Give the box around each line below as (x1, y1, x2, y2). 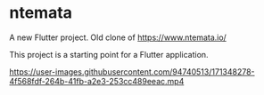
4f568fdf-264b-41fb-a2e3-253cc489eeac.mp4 (9, 75, 185, 86)
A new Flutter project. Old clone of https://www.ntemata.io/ (9, 32, 227, 43)
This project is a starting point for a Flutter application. (9, 49, 209, 59)
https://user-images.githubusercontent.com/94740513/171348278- (9, 66, 256, 77)
